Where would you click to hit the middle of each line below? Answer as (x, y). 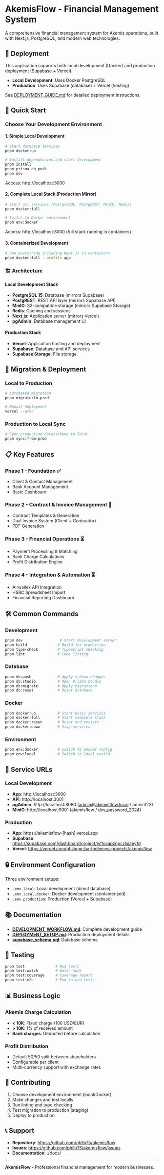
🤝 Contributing (28, 1083)
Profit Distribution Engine (37, 562)
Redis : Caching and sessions (41, 311)
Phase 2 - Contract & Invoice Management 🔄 (59, 505)
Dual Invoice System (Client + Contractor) (54, 520)
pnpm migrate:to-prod (27, 398)
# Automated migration (28, 393)
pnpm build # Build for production (55, 645)
